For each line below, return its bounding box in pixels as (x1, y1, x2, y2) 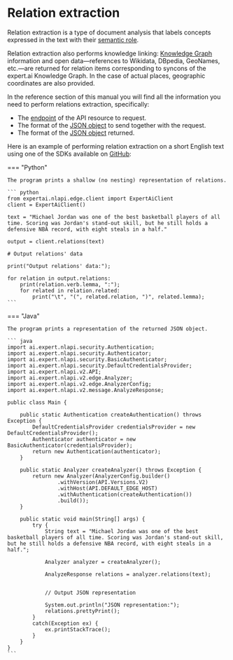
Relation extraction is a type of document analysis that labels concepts (7, 28, 211, 36)
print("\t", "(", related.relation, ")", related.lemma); (32, 293, 205, 300)
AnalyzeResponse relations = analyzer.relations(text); (44, 570, 211, 578)
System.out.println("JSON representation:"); (44, 601, 180, 608)
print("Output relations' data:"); (7, 262, 111, 269)
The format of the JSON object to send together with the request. (17, 121, 206, 129)
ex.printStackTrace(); (44, 626, 111, 633)
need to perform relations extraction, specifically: (7, 100, 150, 108)
